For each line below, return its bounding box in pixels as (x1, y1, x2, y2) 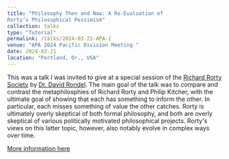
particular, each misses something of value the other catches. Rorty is (7, 102, 204, 110)
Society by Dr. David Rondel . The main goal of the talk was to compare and (7, 80, 219, 89)
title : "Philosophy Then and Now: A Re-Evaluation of (7, 10, 164, 17)
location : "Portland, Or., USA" (7, 55, 99, 61)
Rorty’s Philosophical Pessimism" (7, 16, 106, 23)
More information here (7, 144, 70, 152)
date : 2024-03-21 (7, 48, 57, 55)
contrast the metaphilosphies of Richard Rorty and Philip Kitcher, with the (7, 87, 213, 96)
